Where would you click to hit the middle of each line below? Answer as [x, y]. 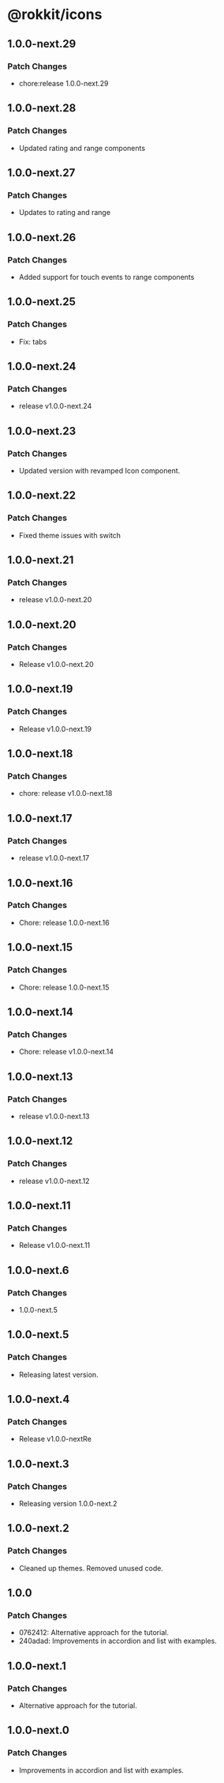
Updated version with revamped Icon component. [99, 471]
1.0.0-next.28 [42, 108]
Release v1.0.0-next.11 [54, 1246]
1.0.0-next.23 [42, 431]
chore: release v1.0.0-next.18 [65, 793]
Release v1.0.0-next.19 [55, 729]
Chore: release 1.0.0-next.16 [64, 922]
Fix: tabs [33, 341]
